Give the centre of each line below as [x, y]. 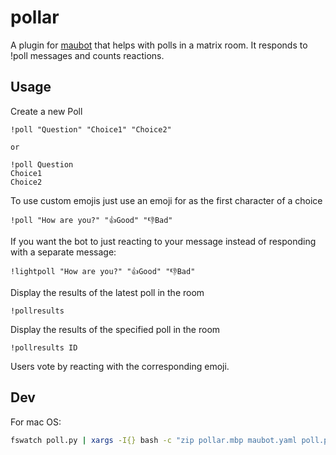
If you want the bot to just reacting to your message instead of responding [163, 241]
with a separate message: [63, 252]
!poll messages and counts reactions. [87, 55]
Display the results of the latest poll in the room [107, 292]
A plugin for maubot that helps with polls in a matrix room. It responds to [159, 45]
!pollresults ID [44, 347]
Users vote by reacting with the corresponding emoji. [120, 366]
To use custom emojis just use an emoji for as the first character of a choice [166, 200]
